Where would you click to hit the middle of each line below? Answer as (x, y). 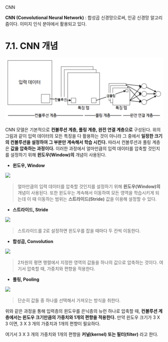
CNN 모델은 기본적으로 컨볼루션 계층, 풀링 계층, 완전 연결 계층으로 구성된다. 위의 (83, 130)
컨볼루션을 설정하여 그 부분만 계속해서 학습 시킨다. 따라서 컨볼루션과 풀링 (81, 142)
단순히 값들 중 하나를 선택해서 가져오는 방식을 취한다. (69, 300)
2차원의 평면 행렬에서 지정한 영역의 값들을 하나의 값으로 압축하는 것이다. (88, 262)
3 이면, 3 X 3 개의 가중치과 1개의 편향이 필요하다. (53, 323)
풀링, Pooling (26, 279)
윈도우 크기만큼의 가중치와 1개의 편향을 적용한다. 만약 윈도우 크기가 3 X (91, 317)
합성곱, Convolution (33, 241)
